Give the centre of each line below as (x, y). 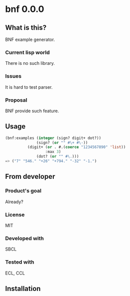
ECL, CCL (15, 273)
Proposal (16, 100)
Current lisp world (27, 52)
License (15, 214)
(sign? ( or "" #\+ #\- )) (62, 143)
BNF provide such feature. (32, 111)
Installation (23, 288)
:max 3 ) (53, 152)
